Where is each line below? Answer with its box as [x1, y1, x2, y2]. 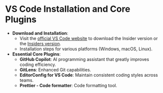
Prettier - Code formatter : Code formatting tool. [19, 82, 117, 88]
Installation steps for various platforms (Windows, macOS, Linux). [19, 46, 153, 52]
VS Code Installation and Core [5, 3, 130, 15]
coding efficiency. [19, 62, 56, 67]
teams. [19, 77, 33, 83]
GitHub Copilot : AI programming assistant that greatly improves [19, 56, 149, 62]
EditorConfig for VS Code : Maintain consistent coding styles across [19, 72, 158, 78]
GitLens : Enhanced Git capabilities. [19, 66, 91, 72]
